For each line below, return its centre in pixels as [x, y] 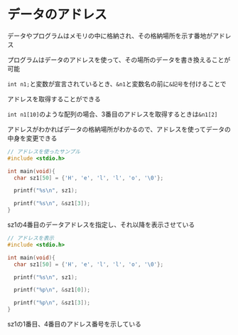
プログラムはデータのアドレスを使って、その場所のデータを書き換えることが [119, 60]
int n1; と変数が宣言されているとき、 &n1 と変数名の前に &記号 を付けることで [117, 83]
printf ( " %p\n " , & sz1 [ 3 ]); [52, 303]
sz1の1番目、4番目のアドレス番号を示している [75, 324]
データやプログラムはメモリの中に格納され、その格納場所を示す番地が [110, 36]
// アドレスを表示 [31, 238]
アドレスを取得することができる [54, 99]
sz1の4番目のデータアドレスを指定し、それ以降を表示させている [101, 225]
